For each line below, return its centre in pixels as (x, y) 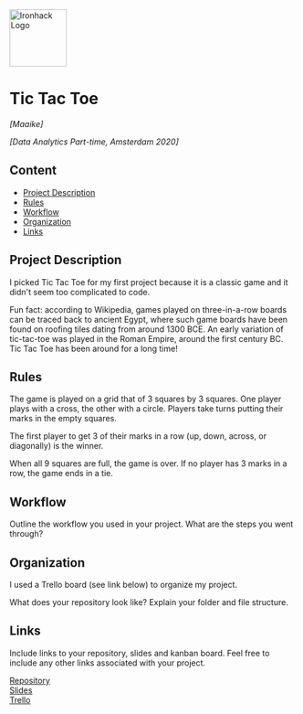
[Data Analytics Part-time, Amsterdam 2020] (94, 142)
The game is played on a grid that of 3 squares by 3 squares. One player (146, 399)
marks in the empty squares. (63, 419)
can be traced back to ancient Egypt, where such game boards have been (149, 319)
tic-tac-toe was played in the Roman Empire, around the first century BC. (146, 338)
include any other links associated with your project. (108, 663)
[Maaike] (26, 123)
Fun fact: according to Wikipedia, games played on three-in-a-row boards (148, 309)
